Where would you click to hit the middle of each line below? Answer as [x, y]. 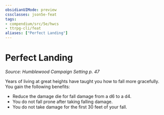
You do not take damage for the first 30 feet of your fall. [70, 107]
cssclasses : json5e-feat [31, 14]
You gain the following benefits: [38, 86]
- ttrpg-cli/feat [23, 28]
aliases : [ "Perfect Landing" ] [37, 33]
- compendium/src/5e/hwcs [32, 24]
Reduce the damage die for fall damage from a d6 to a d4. [72, 96]
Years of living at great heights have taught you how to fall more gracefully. [82, 81]
